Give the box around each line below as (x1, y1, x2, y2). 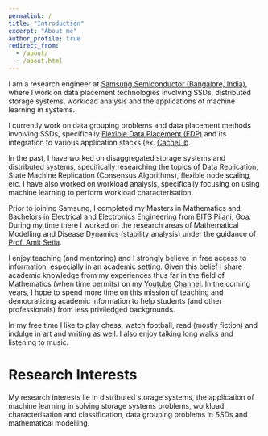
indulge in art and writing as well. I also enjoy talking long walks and (8, 329, 233, 338)
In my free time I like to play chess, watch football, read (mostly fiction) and (8, 320, 258, 329)
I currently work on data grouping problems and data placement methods (8, 120, 252, 130)
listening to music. (8, 337, 69, 347)
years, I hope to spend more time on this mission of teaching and (8, 287, 224, 297)
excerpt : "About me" (8, 27, 78, 35)
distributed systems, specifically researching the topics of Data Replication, (8, 161, 259, 171)
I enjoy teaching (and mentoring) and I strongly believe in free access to (8, 253, 247, 262)
